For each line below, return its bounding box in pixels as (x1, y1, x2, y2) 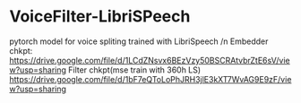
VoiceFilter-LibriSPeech (9, 6, 191, 27)
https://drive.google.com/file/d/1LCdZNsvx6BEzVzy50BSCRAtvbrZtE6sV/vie (9, 55, 290, 65)
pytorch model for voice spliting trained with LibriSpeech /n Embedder (9, 36, 269, 47)
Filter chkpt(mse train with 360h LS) (68, 64, 202, 75)
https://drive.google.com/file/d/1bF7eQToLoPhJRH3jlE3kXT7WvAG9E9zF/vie (9, 73, 292, 84)
